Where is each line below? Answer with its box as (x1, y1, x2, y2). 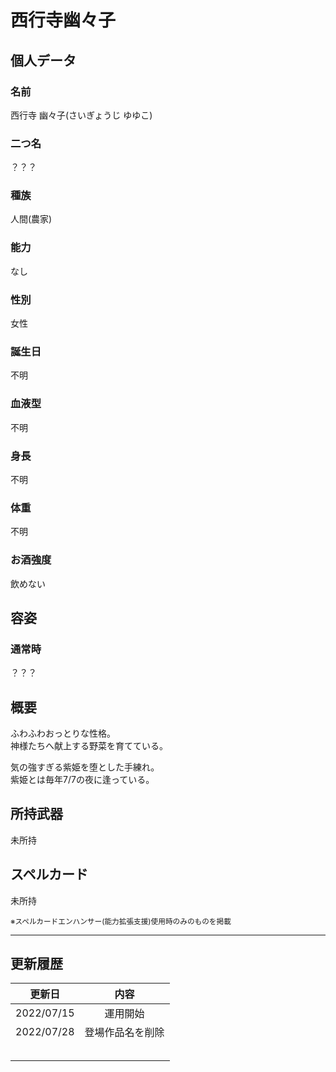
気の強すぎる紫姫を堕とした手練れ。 (10, 761, 160, 773)
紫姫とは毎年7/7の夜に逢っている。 (10, 774, 155, 786)
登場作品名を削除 (84, 1026, 165, 1040)
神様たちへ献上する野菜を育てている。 (10, 740, 168, 752)
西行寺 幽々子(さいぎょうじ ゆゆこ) (10, 109, 153, 121)
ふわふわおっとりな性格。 (10, 727, 116, 740)
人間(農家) (10, 213, 53, 225)
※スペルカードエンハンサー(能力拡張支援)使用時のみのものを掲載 (10, 916, 232, 926)
